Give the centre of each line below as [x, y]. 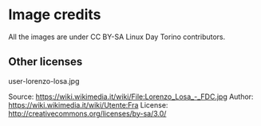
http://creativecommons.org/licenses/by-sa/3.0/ [87, 113]
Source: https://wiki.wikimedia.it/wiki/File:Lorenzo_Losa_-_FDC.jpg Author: [131, 96]
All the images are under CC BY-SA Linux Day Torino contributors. [117, 37]
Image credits [55, 15]
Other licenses [45, 62]
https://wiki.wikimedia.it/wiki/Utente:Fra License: [88, 104]
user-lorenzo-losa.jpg [44, 81]
